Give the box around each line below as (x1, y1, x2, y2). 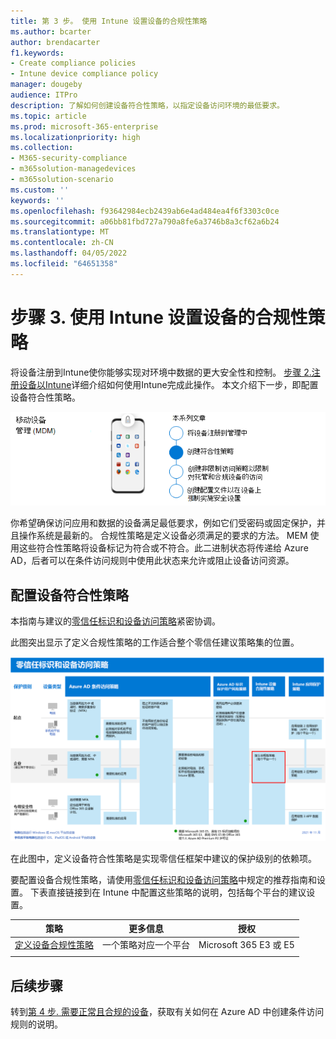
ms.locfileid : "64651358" (10, 259, 118, 269)
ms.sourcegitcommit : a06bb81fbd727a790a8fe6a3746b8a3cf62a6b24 (10, 216, 280, 227)
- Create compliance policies (10, 58, 137, 69)
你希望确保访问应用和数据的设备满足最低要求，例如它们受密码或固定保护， (10, 517, 317, 529)
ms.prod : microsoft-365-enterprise (10, 121, 159, 132)
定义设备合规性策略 (14, 939, 94, 951)
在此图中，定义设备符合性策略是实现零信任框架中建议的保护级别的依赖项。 (10, 852, 317, 864)
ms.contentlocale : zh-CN (10, 238, 114, 248)
